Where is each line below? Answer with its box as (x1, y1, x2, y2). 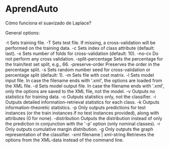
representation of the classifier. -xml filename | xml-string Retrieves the (5, 131, 155, 137)
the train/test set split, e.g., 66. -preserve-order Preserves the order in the (5, 61, 160, 67)
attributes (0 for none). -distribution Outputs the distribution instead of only (5, 115, 162, 121)
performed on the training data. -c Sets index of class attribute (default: (5, 45, 155, 51)
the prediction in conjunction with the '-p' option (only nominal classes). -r (5, 121, 161, 127)
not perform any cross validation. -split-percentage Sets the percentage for (5, 55, 163, 62)
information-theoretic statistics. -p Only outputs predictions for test (5, 104, 146, 110)
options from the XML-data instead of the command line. (5, 137, 124, 143)
